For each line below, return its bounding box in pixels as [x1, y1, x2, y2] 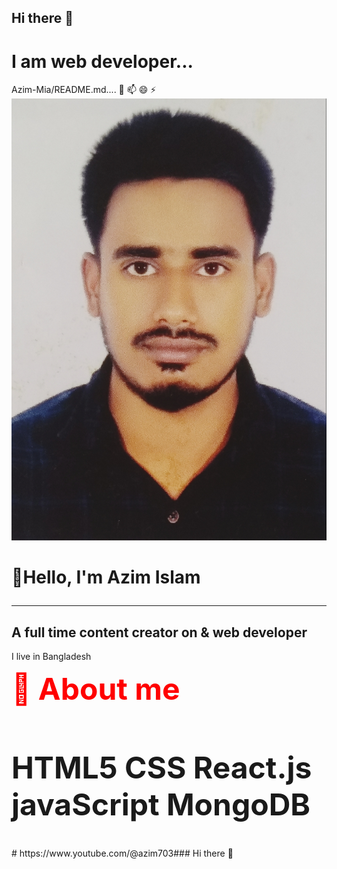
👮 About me [11, 670, 181, 708]
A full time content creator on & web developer [11, 624, 308, 641]
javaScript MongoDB [11, 786, 311, 824]
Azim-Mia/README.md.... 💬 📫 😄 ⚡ [11, 84, 157, 96]
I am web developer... [11, 50, 194, 73]
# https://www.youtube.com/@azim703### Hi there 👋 [11, 847, 234, 860]
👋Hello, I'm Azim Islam [11, 566, 201, 589]
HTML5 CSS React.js [11, 749, 313, 787]
